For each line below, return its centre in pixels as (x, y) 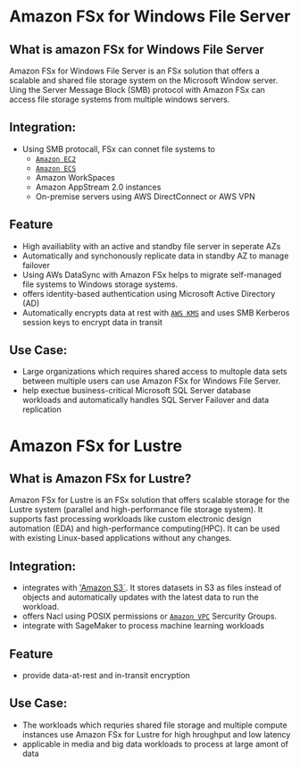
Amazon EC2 (56, 159)
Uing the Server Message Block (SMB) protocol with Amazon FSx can (137, 90)
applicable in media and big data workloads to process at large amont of (155, 744)
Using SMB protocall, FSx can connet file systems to (119, 148)
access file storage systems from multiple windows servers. (120, 99)
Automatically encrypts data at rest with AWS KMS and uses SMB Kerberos (156, 312)
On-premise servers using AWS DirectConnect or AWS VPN (146, 196)
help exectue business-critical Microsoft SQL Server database (137, 391)
